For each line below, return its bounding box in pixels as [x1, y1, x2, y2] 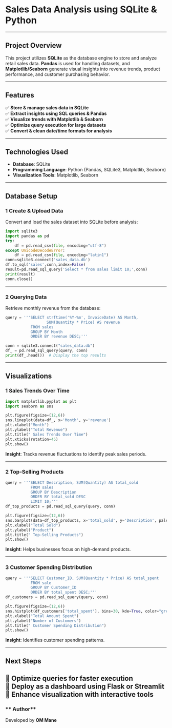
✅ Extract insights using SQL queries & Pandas [5, 110, 107, 116]
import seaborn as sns [5, 404, 54, 409]
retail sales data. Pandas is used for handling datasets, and [5, 60, 130, 66]
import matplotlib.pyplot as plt [5, 399, 77, 404]
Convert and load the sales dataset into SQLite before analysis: [5, 219, 138, 225]
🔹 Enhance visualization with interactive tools [5, 690, 154, 699]
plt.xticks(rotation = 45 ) [5, 437, 58, 442]
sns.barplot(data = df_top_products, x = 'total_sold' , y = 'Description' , [5, 518, 157, 523]
